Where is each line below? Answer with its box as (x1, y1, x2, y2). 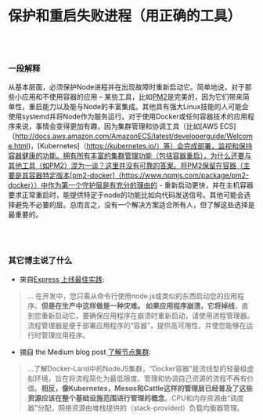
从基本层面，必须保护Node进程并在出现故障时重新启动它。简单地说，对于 (8, 82, 245, 92)
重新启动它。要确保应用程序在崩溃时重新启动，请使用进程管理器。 (41, 311, 254, 320)
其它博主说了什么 (8, 255, 73, 266)
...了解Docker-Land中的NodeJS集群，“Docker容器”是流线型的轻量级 (27, 363, 247, 373)
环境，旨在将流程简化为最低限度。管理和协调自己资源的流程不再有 (34, 374, 247, 383)
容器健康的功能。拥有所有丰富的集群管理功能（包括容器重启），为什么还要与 (8, 151, 252, 161)
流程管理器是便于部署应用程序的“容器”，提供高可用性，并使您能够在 (27, 320, 247, 330)
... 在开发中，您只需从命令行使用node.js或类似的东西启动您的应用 (27, 291, 238, 301)
